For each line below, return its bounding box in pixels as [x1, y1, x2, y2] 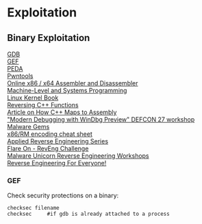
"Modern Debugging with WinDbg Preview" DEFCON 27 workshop [7, 115, 195, 124]
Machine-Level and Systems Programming [7, 87, 127, 94]
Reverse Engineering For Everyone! [7, 159, 107, 167]
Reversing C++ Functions [7, 101, 79, 109]
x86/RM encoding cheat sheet [7, 130, 92, 138]
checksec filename [7, 205, 60, 212]
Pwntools [7, 72, 34, 80]
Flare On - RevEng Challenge [7, 145, 89, 152]
